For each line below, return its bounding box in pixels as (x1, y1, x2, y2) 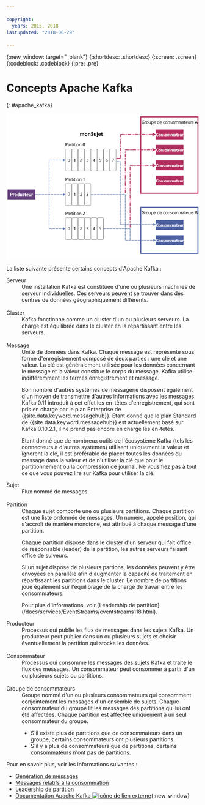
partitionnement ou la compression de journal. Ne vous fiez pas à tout (21, 463, 197, 470)
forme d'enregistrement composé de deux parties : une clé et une (21, 354, 187, 362)
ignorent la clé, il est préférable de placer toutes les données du (21, 450, 182, 457)
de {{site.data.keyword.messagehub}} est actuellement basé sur (21, 418, 184, 425)
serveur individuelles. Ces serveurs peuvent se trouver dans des (21, 290, 184, 297)
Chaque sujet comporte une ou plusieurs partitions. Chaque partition (21, 507, 195, 514)
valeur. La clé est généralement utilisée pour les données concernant (21, 361, 195, 369)
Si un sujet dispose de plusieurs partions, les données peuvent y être (21, 563, 195, 571)
